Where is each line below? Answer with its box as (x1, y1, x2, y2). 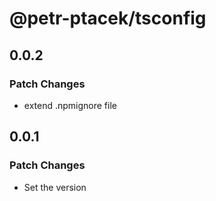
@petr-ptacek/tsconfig (9, 7, 207, 30)
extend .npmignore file (23, 99, 117, 111)
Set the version (23, 181, 87, 193)
